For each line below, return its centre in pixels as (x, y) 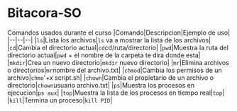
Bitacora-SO (44, 13)
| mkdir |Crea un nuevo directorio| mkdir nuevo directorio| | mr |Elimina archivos (118, 62)
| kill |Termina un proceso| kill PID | (60, 100)
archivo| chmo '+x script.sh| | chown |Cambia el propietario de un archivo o (111, 77)
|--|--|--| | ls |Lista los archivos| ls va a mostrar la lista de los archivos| (109, 40)
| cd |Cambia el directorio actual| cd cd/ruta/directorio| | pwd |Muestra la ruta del (118, 47)
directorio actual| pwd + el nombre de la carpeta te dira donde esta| (104, 55)
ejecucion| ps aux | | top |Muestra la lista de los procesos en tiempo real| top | (116, 93)
